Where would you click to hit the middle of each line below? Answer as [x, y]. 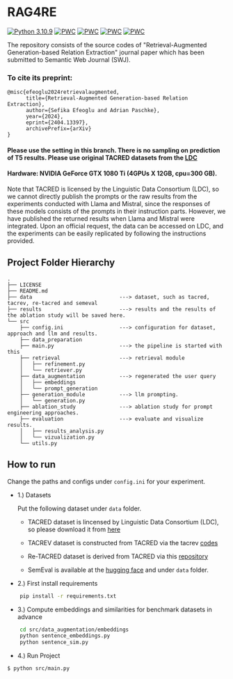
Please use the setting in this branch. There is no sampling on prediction [114, 150]
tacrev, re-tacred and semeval [53, 303]
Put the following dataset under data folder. [79, 508]
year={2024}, [45, 117]
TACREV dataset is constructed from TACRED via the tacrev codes [123, 543]
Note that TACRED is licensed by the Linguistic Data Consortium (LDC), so [113, 189]
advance [30, 616]
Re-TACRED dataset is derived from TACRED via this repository [118, 556]
